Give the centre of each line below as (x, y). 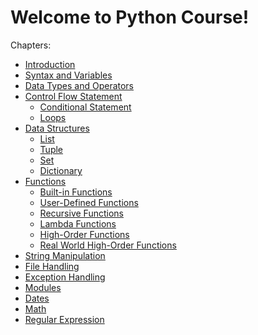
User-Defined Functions (89, 202)
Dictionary (61, 170)
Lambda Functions (78, 223)
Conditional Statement (85, 107)
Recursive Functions (81, 213)
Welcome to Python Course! (130, 17)
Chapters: (31, 45)
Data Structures (57, 128)
